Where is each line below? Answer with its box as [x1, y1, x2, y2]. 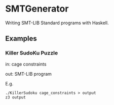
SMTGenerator [5, 3, 69, 15]
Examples [5, 34, 37, 43]
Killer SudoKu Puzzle [5, 49, 58, 57]
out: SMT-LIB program [5, 71, 52, 77]
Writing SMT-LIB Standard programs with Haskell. [5, 20, 109, 26]
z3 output [5, 94, 26, 100]
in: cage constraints [5, 61, 47, 67]
